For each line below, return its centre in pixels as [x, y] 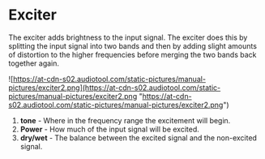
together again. [34, 63]
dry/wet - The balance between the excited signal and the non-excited [139, 138]
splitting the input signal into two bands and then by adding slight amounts [133, 45]
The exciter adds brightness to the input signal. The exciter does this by [128, 37]
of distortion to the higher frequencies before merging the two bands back [132, 54]
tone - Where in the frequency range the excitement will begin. [125, 120]
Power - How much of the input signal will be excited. [110, 129]
